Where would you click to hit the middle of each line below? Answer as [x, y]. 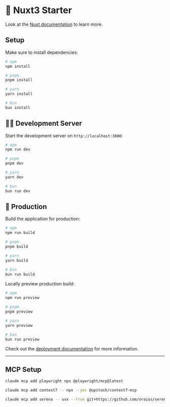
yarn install [19, 94]
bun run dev [18, 191]
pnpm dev [14, 164]
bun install [18, 108]
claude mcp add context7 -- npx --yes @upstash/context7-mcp [71, 390]
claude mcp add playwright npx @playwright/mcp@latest [64, 381]
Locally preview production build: [40, 284]
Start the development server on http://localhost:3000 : [64, 135]
